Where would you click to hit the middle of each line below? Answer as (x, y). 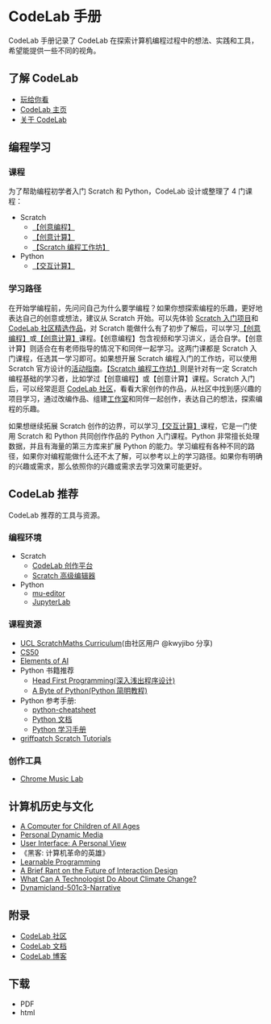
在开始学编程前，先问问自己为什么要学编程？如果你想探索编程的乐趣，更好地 (135, 308)
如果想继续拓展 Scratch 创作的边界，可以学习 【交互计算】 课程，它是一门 (129, 426)
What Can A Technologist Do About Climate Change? (108, 879)
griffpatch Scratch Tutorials (65, 739)
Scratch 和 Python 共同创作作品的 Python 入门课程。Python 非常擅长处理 (139, 435)
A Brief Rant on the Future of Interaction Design (99, 871)
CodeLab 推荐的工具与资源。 (56, 515)
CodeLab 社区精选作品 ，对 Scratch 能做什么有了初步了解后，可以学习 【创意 (135, 328)
